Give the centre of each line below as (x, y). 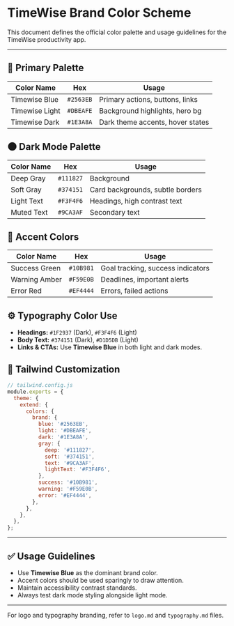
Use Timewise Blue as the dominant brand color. (87, 572)
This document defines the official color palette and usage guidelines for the (117, 32)
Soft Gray (26, 190)
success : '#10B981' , (68, 482)
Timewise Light (36, 111)
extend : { (34, 405)
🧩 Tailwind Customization (64, 369)
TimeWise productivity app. (47, 39)
